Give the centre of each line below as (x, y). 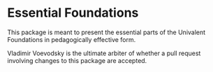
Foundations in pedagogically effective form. (72, 39)
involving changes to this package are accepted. (77, 60)
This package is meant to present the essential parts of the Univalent (106, 32)
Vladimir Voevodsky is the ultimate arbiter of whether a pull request (104, 53)
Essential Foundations (73, 13)
